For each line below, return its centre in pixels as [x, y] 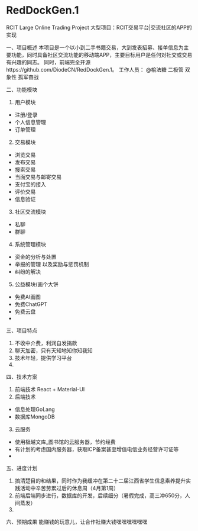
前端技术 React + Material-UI [50, 389]
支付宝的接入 [30, 184]
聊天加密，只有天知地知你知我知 [53, 350]
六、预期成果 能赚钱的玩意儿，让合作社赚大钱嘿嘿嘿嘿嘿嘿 [77, 522]
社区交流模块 [30, 211]
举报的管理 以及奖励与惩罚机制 [52, 264]
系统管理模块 [30, 244]
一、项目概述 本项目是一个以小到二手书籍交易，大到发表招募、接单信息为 [95, 47]
